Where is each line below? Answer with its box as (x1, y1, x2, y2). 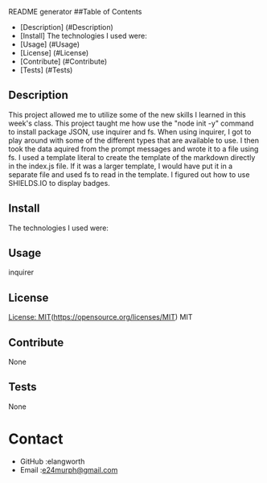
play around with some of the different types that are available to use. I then (8, 135, 260, 145)
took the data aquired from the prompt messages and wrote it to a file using (8, 144, 259, 154)
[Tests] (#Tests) (19, 65, 73, 75)
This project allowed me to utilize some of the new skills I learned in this (8, 109, 247, 119)
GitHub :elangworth (19, 456, 85, 466)
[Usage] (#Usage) (19, 39, 80, 49)
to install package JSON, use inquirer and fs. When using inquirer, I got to (8, 126, 252, 136)
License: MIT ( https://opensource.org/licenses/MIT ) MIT (8, 312, 193, 322)
